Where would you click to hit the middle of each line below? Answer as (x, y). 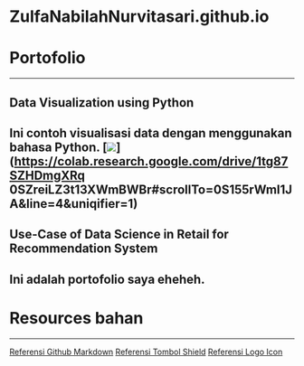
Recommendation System (84, 249)
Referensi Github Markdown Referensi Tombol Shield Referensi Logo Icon (146, 352)
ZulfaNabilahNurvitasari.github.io (139, 17)
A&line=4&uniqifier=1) (74, 204)
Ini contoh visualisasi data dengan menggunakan (151, 133)
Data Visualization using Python (102, 103)
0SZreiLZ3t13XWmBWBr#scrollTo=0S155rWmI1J (151, 189)
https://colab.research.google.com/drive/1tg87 (151, 161)
